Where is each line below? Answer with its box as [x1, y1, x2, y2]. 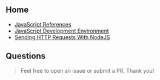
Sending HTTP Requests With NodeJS [14, 33, 110, 41]
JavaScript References [14, 20, 72, 28]
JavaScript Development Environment [14, 27, 110, 34]
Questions [5, 51, 46, 61]
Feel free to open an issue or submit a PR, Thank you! [20, 67, 155, 74]
